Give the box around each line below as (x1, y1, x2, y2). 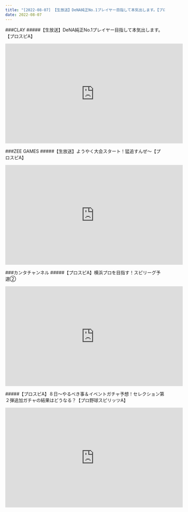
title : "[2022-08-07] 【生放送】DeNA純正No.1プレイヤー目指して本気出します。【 (5, 7, 160, 13)
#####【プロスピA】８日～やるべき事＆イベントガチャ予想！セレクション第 (5, 391, 165, 397)
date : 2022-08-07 (5, 12, 42, 17)
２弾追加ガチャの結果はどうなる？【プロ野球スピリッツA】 (5, 397, 128, 403)
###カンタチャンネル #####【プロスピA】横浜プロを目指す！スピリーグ (5, 269, 157, 275)
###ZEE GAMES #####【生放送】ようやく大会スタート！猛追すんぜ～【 (5, 148, 157, 154)
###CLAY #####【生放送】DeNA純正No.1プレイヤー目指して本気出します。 (5, 26, 163, 33)
